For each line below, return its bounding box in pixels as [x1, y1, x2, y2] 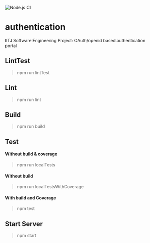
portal [5, 43, 17, 49]
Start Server [5, 220, 43, 228]
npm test [17, 206, 35, 211]
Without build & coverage [5, 151, 57, 157]
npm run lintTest [17, 69, 50, 75]
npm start [17, 233, 36, 239]
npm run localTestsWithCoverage [17, 184, 84, 190]
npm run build [17, 124, 45, 130]
